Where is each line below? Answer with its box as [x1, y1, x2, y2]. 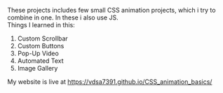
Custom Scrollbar [17, 34, 68, 43]
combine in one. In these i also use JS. [7, 13, 119, 22]
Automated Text [17, 57, 65, 65]
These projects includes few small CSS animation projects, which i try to [7, 6, 216, 14]
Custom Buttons [17, 42, 65, 50]
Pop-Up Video [17, 49, 60, 57]
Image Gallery [17, 64, 58, 72]
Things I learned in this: [7, 21, 75, 29]
